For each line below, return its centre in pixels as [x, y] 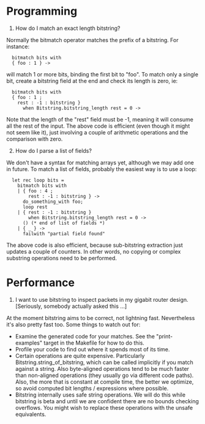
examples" [29, 343]
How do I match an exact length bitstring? [68, 28]
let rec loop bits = [38, 180]
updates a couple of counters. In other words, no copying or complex [94, 251]
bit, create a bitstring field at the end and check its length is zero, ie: [92, 81]
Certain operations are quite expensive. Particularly [80, 356]
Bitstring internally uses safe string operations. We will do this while [100, 395]
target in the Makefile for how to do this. [94, 343]
